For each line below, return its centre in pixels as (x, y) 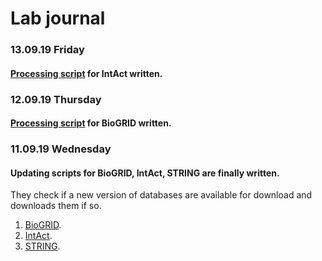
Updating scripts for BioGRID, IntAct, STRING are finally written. (145, 173)
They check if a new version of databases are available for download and (161, 195)
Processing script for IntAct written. (86, 73)
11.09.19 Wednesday (61, 149)
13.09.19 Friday (47, 50)
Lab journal (58, 18)
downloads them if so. (56, 206)
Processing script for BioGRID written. (91, 123)
